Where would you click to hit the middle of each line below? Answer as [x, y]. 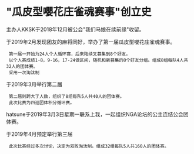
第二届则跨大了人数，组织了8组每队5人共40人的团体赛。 [66, 96]
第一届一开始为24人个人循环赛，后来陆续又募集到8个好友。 [69, 54]
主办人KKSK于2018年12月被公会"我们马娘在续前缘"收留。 [76, 29]
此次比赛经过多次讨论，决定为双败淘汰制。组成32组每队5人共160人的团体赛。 [89, 146]
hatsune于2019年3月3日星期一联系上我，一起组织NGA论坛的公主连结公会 [95, 114]
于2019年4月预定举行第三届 [39, 134]
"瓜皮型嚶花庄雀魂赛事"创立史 [79, 12]
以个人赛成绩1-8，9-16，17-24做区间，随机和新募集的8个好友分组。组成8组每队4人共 [98, 60]
